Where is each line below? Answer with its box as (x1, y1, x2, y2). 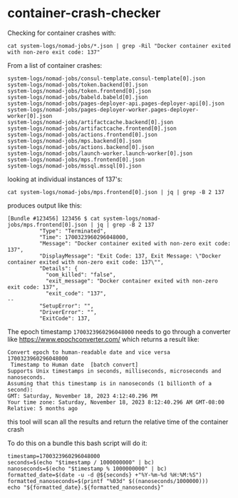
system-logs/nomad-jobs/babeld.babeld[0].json (7, 93, 148, 101)
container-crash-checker (7, 5, 161, 21)
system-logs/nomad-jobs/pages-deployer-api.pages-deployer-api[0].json (7, 100, 224, 107)
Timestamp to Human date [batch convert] (10, 361, 139, 368)
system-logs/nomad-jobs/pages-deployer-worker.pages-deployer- (7, 106, 200, 113)
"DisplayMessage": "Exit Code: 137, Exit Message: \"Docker (38, 252, 222, 260)
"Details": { (38, 265, 78, 272)
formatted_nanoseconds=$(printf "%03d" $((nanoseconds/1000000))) (7, 477, 209, 484)
